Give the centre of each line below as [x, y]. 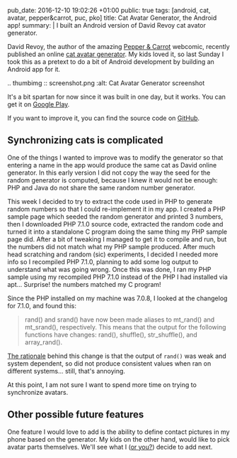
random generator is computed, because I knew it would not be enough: [112, 180]
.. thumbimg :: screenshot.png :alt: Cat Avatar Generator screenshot [106, 83]
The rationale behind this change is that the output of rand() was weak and [117, 356]
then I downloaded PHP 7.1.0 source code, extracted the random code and [115, 224]
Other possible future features [76, 415]
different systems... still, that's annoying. [67, 371]
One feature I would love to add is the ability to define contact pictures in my [118, 432]
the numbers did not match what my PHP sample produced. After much [111, 246]
